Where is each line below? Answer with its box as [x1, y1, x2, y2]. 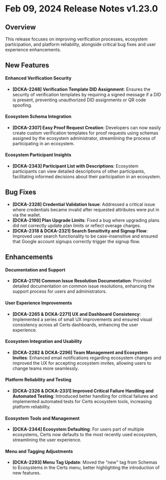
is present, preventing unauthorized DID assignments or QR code [12, 97, 146, 103]
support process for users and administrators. [12, 288, 107, 294]
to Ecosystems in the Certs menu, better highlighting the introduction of [12, 465, 160, 471]
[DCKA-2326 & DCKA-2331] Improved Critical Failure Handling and [12, 388, 154, 394]
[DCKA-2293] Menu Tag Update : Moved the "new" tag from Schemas [12, 460, 158, 466]
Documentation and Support [5, 266, 66, 272]
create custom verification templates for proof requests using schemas [12, 130, 159, 136]
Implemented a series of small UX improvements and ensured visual [12, 316, 153, 322]
